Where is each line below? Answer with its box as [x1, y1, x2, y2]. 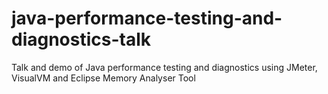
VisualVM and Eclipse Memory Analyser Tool [11, 72, 196, 84]
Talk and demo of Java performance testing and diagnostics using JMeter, [11, 61, 318, 73]
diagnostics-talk [11, 28, 152, 51]
